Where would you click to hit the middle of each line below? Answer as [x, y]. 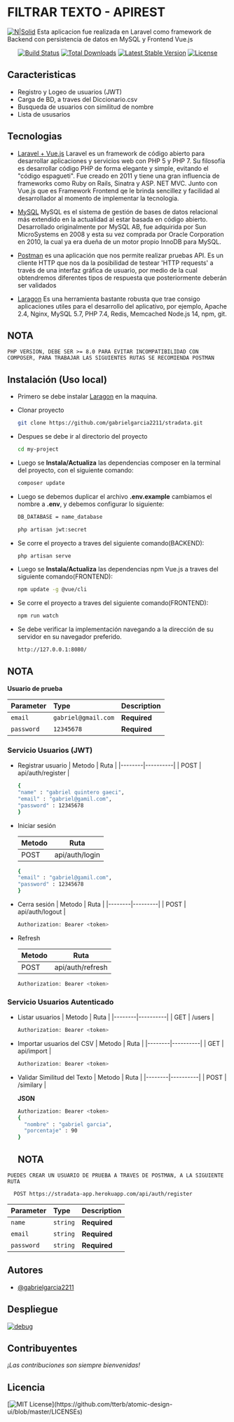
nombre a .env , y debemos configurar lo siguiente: [91, 504]
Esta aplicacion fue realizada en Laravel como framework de [124, 32]
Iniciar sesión [36, 825]
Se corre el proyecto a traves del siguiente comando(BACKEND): [111, 543]
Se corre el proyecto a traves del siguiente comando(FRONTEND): [113, 603]
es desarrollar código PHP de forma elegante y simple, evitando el [113, 168]
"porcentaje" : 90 [51, 1131]
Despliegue [33, 1309]
